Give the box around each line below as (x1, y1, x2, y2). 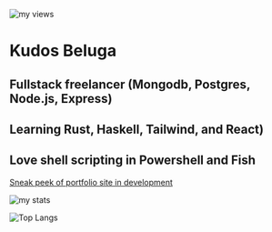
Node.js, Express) (9, 91, 113, 106)
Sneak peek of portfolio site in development (9, 177, 173, 187)
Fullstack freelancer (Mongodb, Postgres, (9, 76, 250, 92)
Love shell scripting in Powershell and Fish (9, 153, 257, 168)
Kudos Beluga (9, 41, 116, 61)
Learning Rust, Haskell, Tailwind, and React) (9, 121, 264, 136)
